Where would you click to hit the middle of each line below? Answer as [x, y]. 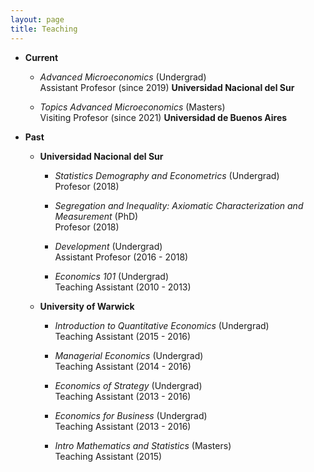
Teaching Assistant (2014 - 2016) [123, 366]
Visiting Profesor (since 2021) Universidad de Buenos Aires [163, 117]
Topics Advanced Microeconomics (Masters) [132, 107]
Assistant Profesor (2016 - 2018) [121, 257]
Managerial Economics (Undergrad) [129, 355]
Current [41, 57]
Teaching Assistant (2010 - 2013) [123, 287]
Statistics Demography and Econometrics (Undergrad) [167, 175]
